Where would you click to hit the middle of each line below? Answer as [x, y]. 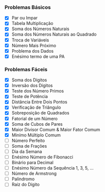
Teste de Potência [30, 96]
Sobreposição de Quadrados [40, 113]
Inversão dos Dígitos [32, 86]
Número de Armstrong [34, 173]
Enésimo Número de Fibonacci [42, 157]
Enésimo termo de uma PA [38, 56]
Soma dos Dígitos [29, 80]
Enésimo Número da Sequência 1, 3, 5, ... [52, 168]
